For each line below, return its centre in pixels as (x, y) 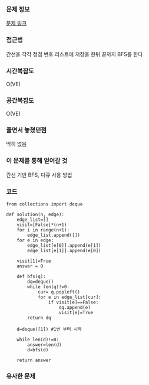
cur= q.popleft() (59, 292)
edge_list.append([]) (54, 235)
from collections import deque (44, 204)
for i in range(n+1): (43, 230)
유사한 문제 (21, 376)
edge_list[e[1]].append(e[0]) (64, 251)
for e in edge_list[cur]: (69, 297)
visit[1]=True (34, 261)
